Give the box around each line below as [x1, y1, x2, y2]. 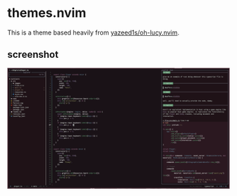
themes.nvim [7, 5, 87, 21]
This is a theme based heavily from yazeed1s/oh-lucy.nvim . [7, 28, 180, 37]
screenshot [7, 49, 59, 61]
